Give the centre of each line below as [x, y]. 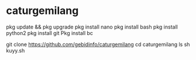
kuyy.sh [16, 50]
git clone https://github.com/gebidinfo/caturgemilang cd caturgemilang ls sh [98, 44]
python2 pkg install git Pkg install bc [50, 33]
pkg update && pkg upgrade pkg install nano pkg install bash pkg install [92, 27]
